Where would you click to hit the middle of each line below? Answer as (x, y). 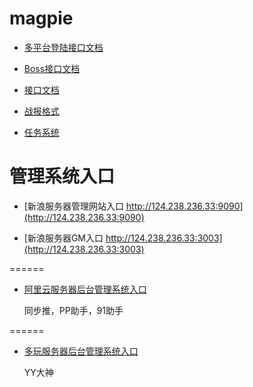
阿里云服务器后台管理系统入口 (85, 289)
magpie (41, 18)
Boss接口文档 (52, 68)
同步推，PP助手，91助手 (73, 310)
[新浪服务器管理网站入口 (73, 206)
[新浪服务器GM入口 (63, 238)
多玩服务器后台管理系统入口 (81, 351)
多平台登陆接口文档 (63, 47)
